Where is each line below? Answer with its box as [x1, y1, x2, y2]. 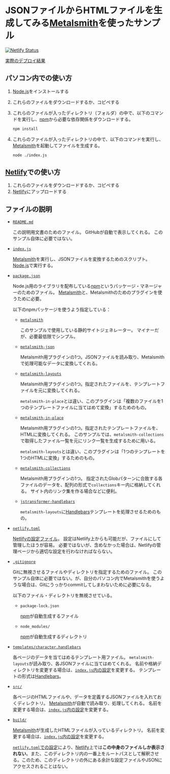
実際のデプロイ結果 [5, 57, 46, 63]
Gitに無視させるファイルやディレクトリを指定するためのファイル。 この [12, 569, 162, 575]
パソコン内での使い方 [5, 74, 72, 83]
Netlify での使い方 [5, 168, 61, 177]
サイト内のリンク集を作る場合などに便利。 [30, 488, 120, 495]
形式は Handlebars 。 [21, 673, 64, 680]
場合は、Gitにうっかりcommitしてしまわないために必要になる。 [21, 582, 154, 588]
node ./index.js [12, 153, 47, 158]
